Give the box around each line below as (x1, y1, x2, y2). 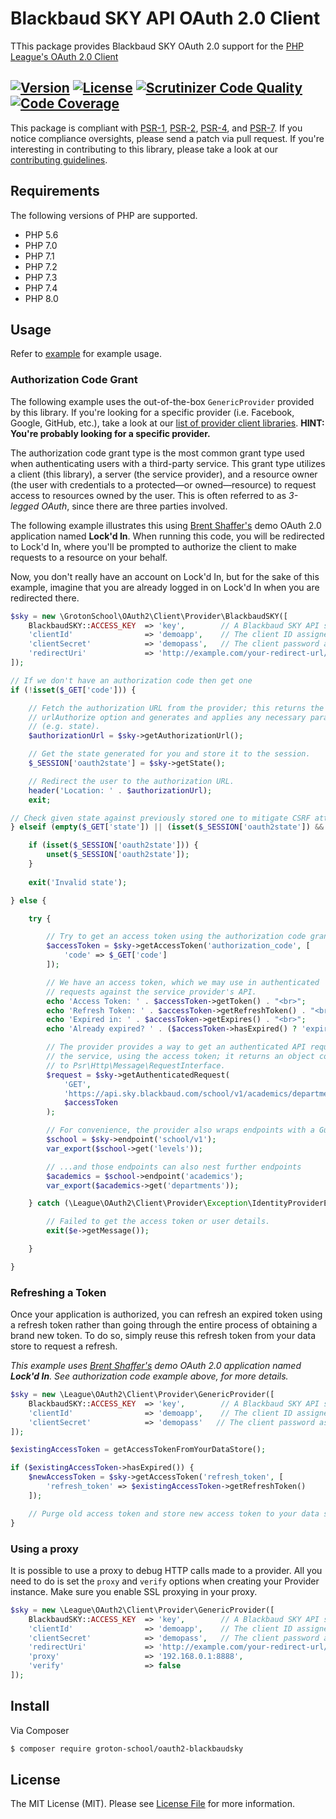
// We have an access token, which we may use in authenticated (46, 977, 320, 987)
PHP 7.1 (24, 250, 55, 262)
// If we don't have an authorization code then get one (10, 675, 253, 686)
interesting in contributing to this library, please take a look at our (10, 143, 278, 155)
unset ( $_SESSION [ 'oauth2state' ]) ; (46, 850, 190, 860)
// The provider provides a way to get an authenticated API (46, 1042, 307, 1052)
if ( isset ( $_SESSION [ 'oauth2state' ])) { (28, 840, 199, 851)
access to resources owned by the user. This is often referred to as (10, 489, 287, 501)
